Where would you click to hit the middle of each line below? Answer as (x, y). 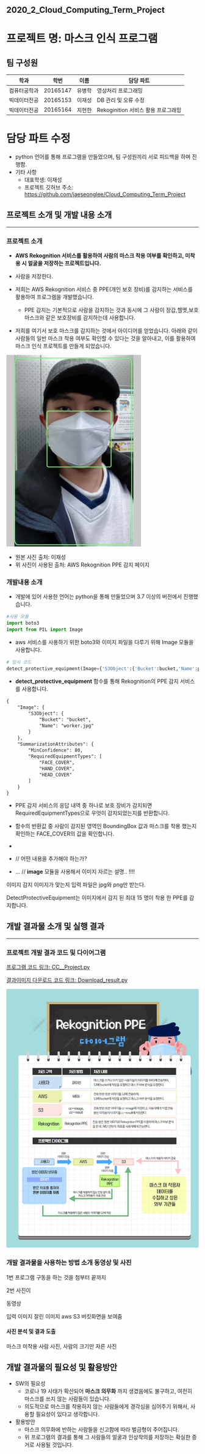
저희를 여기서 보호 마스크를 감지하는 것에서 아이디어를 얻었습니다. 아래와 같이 (106, 331)
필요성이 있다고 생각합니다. (67, 1414)
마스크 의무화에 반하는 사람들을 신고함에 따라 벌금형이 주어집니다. (102, 1429)
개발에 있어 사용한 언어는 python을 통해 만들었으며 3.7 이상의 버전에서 (99, 596)
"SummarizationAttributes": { (56, 744)
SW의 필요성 (30, 1383)
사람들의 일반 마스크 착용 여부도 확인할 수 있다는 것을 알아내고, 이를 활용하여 (106, 338)
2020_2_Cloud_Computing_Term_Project (85, 10)
